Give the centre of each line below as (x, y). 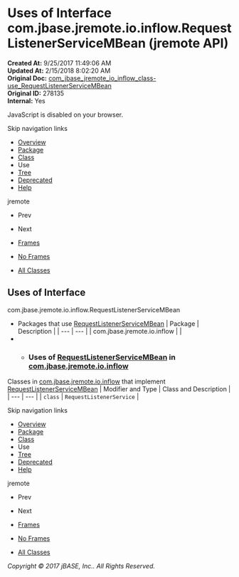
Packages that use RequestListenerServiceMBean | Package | (108, 323)
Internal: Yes (27, 100)
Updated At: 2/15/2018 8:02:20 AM (59, 70)
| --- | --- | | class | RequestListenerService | (73, 397)
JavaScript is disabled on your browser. (65, 115)
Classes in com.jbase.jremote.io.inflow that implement (86, 381)
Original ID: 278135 (36, 93)
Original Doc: (27, 78)
